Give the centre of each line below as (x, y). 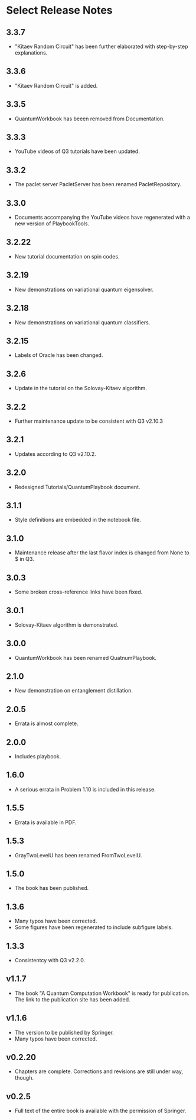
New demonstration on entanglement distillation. (73, 691)
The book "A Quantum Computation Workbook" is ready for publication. (102, 993)
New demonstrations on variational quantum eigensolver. (84, 289)
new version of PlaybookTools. (52, 224)
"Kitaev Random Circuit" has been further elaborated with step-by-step (101, 46)
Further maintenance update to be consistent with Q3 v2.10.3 (89, 421)
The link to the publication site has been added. (73, 999)
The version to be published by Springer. (64, 1032)
